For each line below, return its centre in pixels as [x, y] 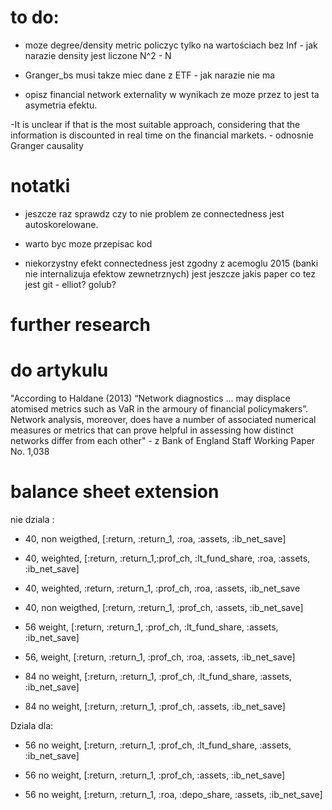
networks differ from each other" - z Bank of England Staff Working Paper [163, 440]
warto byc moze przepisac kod [88, 243]
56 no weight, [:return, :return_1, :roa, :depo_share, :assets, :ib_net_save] [173, 794]
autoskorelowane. [61, 224]
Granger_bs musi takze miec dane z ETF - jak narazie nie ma [150, 75]
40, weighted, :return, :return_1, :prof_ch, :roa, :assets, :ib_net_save [162, 588]
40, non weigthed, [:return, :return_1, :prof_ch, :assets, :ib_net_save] [164, 607]
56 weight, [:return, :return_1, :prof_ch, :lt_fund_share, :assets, [151, 627]
